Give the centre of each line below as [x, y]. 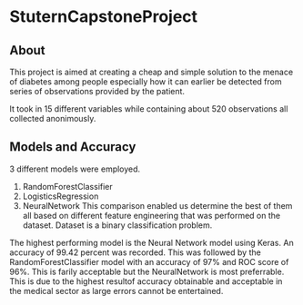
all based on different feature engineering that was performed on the [151, 215]
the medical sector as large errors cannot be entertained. [116, 290]
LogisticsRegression [61, 196]
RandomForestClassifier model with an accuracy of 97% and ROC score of [149, 261]
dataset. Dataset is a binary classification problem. [117, 225]
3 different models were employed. [75, 169]
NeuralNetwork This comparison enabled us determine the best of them [157, 205]
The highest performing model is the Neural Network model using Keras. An [151, 242]
